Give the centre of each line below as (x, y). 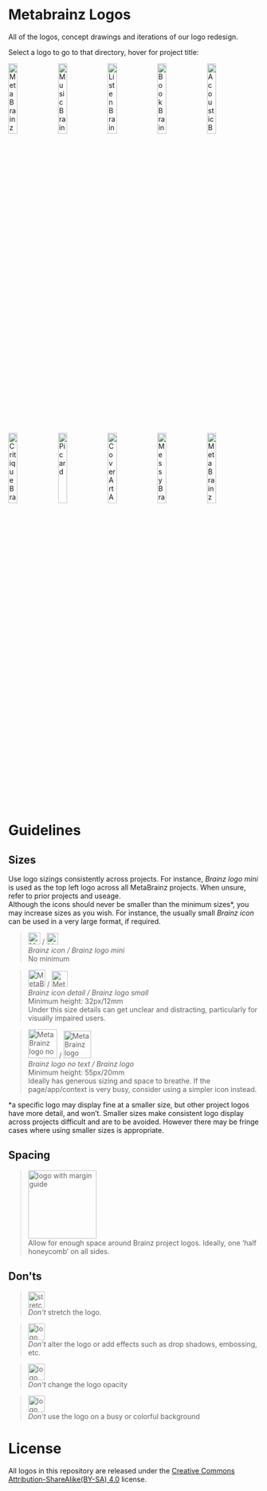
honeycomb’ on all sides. (69, 1251)
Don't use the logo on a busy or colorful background (114, 1416)
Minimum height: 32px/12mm (75, 1001)
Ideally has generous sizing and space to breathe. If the (119, 1081)
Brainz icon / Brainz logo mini (76, 950)
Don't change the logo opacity (78, 1384)
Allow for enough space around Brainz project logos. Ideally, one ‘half (142, 1243)
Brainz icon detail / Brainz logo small (88, 992)
